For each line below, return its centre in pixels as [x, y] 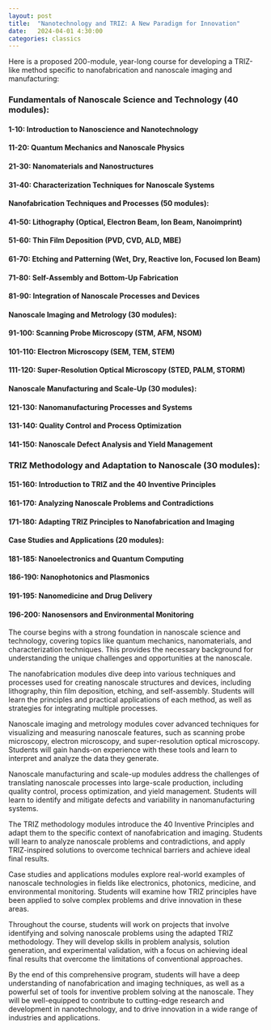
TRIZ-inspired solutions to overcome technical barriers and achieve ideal [129, 850]
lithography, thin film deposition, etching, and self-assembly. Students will [131, 691]
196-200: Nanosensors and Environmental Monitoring [101, 614]
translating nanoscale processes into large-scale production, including [126, 783]
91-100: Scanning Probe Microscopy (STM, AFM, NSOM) [105, 333]
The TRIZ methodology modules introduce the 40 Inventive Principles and [131, 824]
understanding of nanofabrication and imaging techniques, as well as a [127, 983]
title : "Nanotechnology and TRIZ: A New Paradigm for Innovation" [125, 24]
